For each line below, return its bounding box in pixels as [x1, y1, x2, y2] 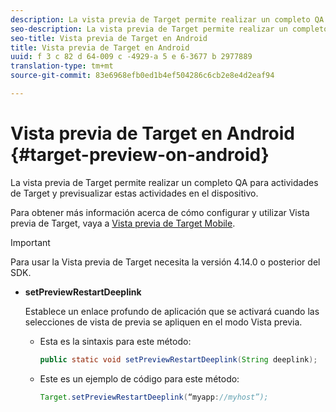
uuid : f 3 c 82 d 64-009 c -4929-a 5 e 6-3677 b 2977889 [10, 52, 253, 62]
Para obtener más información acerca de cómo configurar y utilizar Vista [10, 206, 310, 218]
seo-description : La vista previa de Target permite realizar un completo [10, 24, 329, 34]
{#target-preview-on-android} [10, 144, 270, 166]
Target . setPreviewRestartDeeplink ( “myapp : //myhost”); [39, 392, 269, 402]
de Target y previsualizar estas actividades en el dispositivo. [10, 187, 259, 199]
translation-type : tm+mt [10, 61, 114, 71]
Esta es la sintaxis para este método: [39, 335, 192, 347]
